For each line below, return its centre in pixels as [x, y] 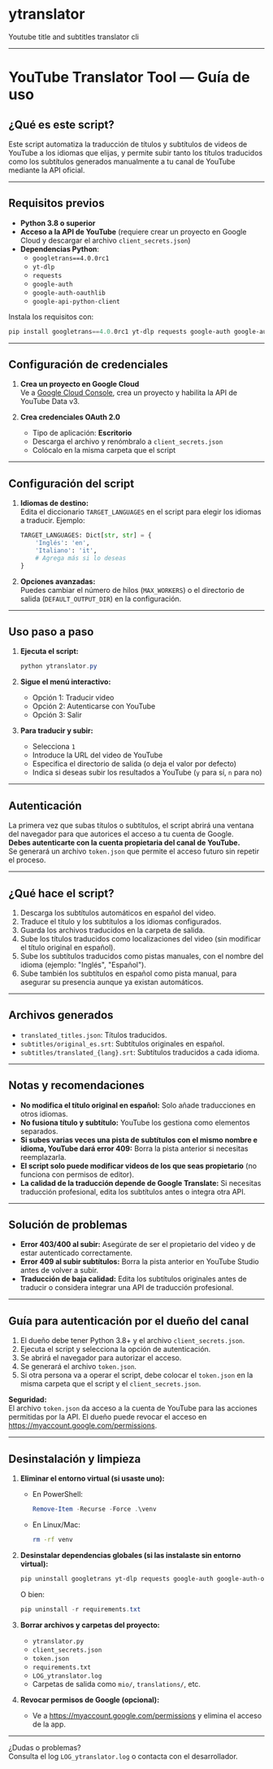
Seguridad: [28, 1400]
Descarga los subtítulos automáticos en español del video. [118, 912]
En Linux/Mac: [56, 1525]
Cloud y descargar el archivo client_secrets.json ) [105, 240]
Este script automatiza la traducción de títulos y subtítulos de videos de [128, 144]
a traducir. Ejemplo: [52, 520]
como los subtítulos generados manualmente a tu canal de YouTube [122, 161]
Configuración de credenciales [89, 364]
